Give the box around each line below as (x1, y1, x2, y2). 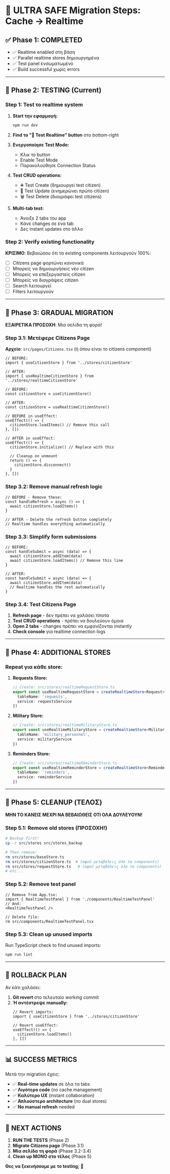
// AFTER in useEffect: (5, 436, 56, 441)
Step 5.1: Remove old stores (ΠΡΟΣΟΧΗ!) (5, 824, 108, 831)
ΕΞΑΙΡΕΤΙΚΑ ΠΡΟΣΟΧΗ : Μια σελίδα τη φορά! (5, 322, 102, 328)
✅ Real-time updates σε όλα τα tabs (12, 1081, 90, 1087)
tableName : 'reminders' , (17, 770, 70, 775)
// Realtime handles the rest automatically (10, 584, 105, 590)
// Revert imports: (12, 1009, 54, 1014)
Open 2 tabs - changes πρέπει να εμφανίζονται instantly (12, 623, 133, 629)
